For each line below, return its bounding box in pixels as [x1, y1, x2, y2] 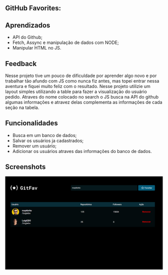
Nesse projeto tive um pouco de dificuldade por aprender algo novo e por [5, 72, 157, 79]
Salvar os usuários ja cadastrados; [12, 137, 84, 143]
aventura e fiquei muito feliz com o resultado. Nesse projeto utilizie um [5, 83, 151, 89]
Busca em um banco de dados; [12, 132, 77, 138]
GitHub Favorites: [5, 4, 61, 12]
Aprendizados [5, 21, 50, 29]
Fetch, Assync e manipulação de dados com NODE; [12, 39, 119, 45]
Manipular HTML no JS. [12, 45, 61, 51]
